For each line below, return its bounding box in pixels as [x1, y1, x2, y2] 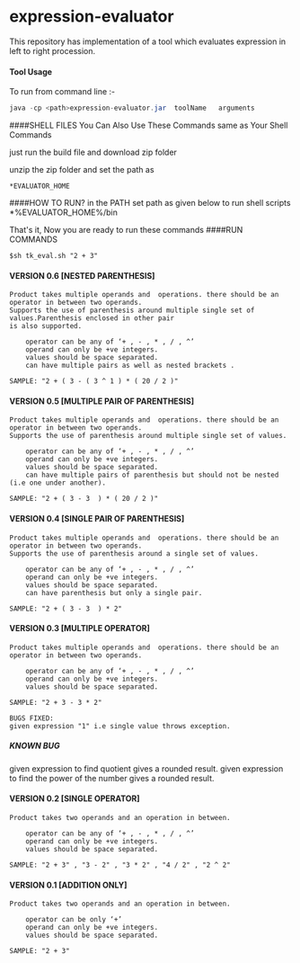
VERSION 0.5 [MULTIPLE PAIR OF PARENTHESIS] [9, 396, 195, 406]
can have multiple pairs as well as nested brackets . [25, 361, 235, 370]
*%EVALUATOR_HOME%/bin [9, 207, 119, 218]
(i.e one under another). [9, 478, 106, 487]
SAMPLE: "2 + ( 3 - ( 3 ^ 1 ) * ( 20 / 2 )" [9, 377, 179, 386]
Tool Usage [9, 66, 52, 77]
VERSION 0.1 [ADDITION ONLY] [9, 879, 128, 890]
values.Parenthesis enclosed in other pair [9, 314, 175, 323]
